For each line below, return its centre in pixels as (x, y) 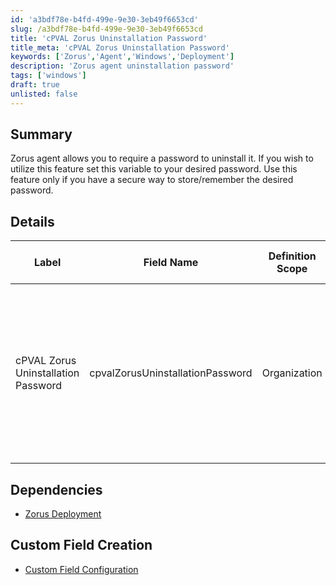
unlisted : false (44, 94)
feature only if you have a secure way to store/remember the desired (152, 180)
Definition (292, 256)
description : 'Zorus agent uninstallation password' (122, 66)
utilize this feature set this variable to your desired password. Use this (154, 169)
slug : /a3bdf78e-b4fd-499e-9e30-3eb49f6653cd (106, 29)
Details (32, 221)
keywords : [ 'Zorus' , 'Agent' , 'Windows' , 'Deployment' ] (122, 57)
